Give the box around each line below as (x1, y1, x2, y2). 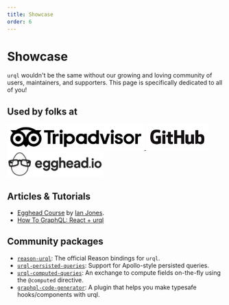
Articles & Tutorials (7, 191, 91, 202)
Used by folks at (7, 106, 77, 117)
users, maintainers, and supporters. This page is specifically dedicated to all (7, 79, 223, 87)
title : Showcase (7, 11, 53, 18)
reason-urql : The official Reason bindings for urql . (16, 254, 160, 262)
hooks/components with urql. (16, 290, 101, 298)
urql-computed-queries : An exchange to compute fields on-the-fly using (16, 268, 221, 277)
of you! (7, 86, 27, 94)
